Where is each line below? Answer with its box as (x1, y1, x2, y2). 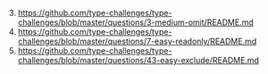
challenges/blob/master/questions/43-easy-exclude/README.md (17, 55, 259, 65)
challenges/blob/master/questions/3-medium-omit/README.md (17, 17, 254, 28)
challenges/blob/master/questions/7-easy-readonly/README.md (17, 36, 257, 46)
